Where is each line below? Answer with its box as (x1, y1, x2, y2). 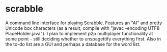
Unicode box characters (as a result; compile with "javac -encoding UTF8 (5, 25, 160, 31)
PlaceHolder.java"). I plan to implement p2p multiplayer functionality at (5, 30, 153, 36)
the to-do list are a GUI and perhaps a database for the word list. (5, 41, 141, 47)
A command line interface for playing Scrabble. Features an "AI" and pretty (5, 20, 162, 26)
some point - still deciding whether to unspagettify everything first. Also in (5, 36, 161, 42)
